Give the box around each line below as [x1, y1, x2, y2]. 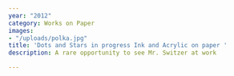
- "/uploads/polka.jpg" [8, 34, 88, 42]
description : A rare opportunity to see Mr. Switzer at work [8, 49, 217, 57]
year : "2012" [8, 11, 52, 20]
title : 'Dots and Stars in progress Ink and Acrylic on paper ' [8, 42, 228, 50]
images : [8, 26, 34, 34]
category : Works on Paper [8, 19, 95, 27]
